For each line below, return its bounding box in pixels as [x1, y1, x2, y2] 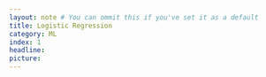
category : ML [9, 29, 57, 38]
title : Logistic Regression [9, 21, 113, 30]
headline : [9, 46, 46, 55]
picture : [9, 54, 42, 63]
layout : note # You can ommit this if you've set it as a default [9, 12, 259, 22]
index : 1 [9, 37, 42, 47]
